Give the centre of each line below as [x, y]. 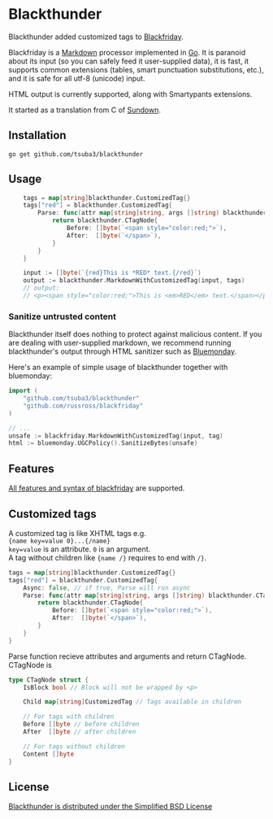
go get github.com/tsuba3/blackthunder [76, 154]
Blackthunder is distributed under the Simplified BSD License [110, 807]
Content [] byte [49, 754]
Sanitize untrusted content [62, 316]
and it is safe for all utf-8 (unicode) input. [77, 78]
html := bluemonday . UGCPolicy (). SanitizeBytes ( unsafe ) [103, 443]
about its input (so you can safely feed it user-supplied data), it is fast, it [129, 61]
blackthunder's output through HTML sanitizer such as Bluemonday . [123, 351]
